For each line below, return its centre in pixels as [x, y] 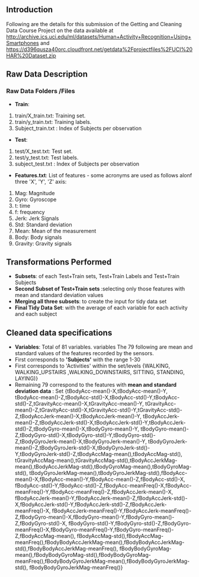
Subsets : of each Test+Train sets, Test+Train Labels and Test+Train [97, 276]
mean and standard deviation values [59, 295]
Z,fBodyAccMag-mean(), [45, 536]
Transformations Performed [59, 262]
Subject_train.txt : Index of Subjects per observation [78, 128]
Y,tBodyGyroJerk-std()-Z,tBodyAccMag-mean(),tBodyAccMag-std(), [98, 454]
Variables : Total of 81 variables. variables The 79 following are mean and [104, 347]
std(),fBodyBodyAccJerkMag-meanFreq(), [66, 549]
